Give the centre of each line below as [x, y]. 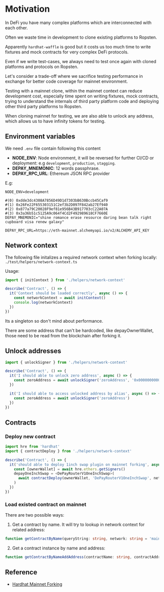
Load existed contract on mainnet [46, 504]
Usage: [12, 271]
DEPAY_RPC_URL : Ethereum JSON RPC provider [61, 173]
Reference [21, 572]
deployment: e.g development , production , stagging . [64, 163]
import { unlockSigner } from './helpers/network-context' [66, 362]
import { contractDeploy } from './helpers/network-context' [69, 451]
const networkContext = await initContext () [60, 298]
